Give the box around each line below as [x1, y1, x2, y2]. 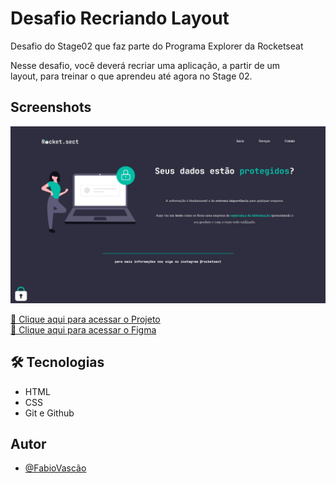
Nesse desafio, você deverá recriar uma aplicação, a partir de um [10, 59, 281, 71]
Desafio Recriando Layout [10, 7, 230, 30]
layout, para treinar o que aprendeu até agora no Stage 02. [10, 70, 253, 82]
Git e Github [24, 407, 75, 419]
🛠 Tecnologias [10, 354, 105, 371]
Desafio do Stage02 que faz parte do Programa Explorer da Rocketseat [10, 40, 304, 52]
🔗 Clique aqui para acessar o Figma [10, 323, 157, 336]
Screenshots [10, 99, 92, 116]
